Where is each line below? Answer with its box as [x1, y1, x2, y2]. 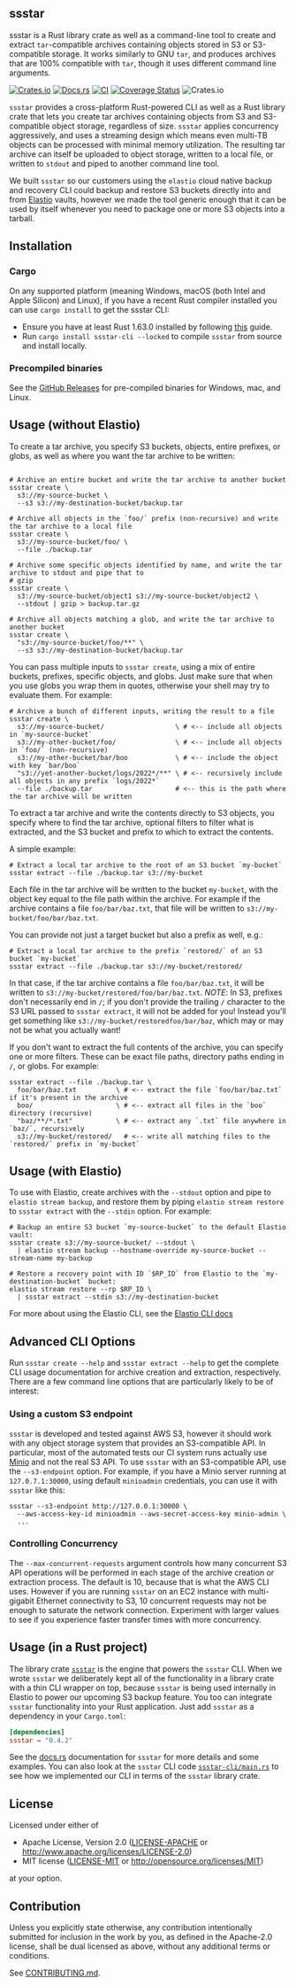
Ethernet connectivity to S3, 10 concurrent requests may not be [35, 1595, 267, 1606]
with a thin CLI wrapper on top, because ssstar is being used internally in [9, 1682, 277, 1693]
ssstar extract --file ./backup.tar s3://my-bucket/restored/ [9, 962, 243, 971]
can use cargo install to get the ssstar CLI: [9, 304, 170, 314]
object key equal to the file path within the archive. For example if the [9, 893, 261, 904]
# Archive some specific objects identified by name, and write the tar [9, 561, 283, 570]
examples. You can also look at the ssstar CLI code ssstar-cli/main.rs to [9, 1761, 279, 1772]
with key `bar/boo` [9, 761, 81, 770]
